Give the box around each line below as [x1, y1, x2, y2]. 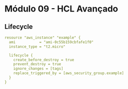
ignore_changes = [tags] [13, 66, 64, 71]
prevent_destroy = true [13, 62, 62, 67]
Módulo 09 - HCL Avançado [4, 3, 118, 14]
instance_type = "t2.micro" [9, 44, 66, 49]
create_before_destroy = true [13, 57, 75, 62]
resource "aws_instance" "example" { [4, 35, 81, 40]
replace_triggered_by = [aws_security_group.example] [13, 71, 124, 76]
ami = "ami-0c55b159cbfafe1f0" [9, 39, 94, 44]
